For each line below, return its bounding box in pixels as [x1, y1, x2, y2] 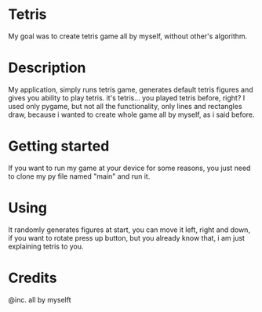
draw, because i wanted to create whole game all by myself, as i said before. [8, 110, 255, 119]
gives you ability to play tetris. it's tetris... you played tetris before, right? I [8, 93, 246, 103]
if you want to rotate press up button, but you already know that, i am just [8, 233, 246, 242]
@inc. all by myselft [8, 295, 71, 304]
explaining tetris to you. [8, 241, 84, 251]
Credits [8, 269, 57, 287]
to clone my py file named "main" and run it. [8, 171, 151, 181]
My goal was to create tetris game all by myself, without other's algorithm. [8, 31, 248, 41]
